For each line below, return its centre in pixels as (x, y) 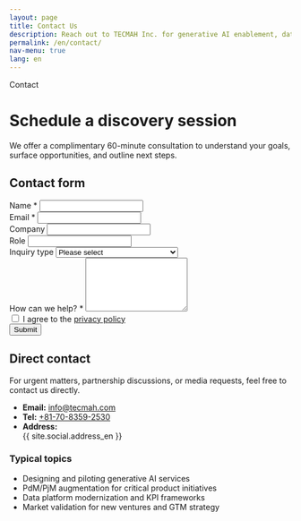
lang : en (26, 59)
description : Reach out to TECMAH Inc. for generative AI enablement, (144, 34)
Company (27, 228)
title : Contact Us (43, 26)
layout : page (34, 17)
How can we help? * (46, 308)
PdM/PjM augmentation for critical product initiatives (120, 488)
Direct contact (50, 359)
